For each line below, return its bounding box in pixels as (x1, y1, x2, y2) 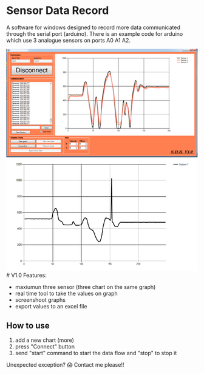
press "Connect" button (15, 342, 75, 350)
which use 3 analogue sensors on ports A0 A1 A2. (6, 36, 131, 44)
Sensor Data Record (6, 4, 109, 18)
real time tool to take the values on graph (15, 290, 118, 297)
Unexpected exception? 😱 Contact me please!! (6, 361, 124, 368)
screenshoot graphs (15, 296, 66, 304)
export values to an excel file (15, 303, 87, 310)
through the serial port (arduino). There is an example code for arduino (6, 30, 183, 37)
